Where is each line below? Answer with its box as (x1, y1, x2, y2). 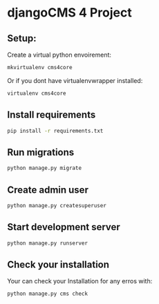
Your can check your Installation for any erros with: (7, 277, 153, 285)
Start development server (7, 221, 121, 233)
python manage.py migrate (7, 164, 82, 172)
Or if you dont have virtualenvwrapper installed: (7, 76, 143, 84)
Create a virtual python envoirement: (7, 50, 112, 59)
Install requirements (7, 109, 96, 121)
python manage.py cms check (7, 290, 88, 298)
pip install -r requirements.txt (7, 127, 104, 134)
